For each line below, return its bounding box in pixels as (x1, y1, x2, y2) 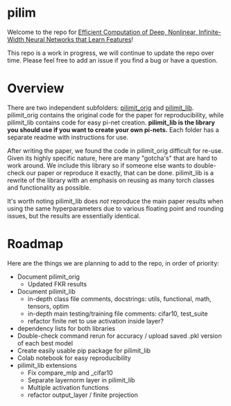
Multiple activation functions (27, 383, 109, 391)
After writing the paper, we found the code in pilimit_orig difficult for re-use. (7, 146, 223, 154)
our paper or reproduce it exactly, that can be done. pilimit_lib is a (26, 168, 214, 177)
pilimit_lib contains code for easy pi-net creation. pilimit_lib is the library (7, 118, 215, 127)
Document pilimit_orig (17, 273, 80, 281)
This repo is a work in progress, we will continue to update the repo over (7, 49, 214, 57)
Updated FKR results (27, 279, 87, 288)
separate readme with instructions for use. (7, 133, 128, 141)
